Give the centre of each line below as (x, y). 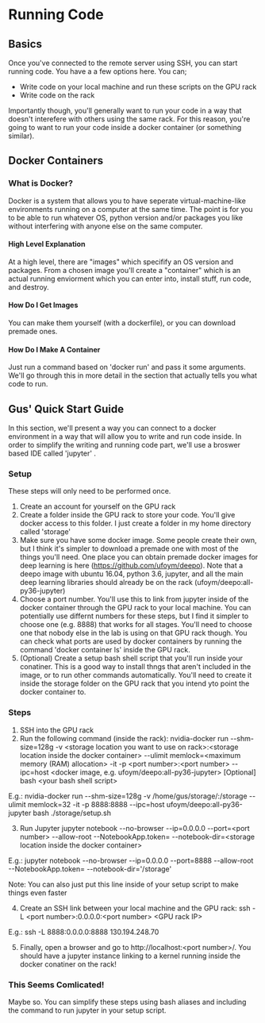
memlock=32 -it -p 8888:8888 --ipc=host (96, 804)
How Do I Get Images (43, 305)
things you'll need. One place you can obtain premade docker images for (139, 557)
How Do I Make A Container (54, 349)
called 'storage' (45, 532)
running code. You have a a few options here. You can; (98, 71)
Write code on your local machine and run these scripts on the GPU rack (138, 87)
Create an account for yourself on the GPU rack (98, 506)
